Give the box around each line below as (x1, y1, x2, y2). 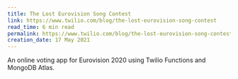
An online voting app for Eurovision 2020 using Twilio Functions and (7, 56, 206, 64)
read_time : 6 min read (7, 23, 74, 30)
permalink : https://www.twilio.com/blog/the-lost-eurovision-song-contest (7, 30, 233, 37)
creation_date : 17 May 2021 (7, 37, 91, 44)
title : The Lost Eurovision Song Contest (7, 10, 132, 18)
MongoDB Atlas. (7, 63, 55, 72)
